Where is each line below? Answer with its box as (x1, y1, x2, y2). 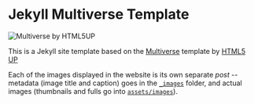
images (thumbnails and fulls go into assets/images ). (8, 86, 179, 95)
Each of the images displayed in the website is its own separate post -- (8, 70, 238, 79)
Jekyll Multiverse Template (8, 5, 190, 23)
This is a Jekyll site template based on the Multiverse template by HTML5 (8, 46, 246, 56)
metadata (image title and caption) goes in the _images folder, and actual (8, 78, 242, 88)
